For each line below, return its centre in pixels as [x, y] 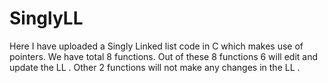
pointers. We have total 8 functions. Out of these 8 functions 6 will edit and [164, 56]
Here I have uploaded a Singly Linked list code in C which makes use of [156, 46]
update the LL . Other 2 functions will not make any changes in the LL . [155, 67]
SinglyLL [46, 18]
